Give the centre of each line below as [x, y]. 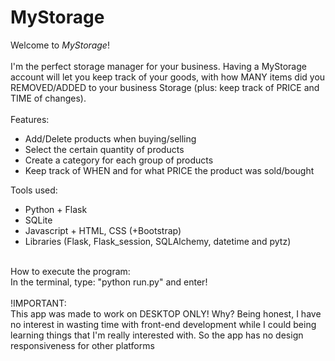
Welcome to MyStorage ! [60, 45]
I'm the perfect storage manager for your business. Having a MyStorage [158, 66]
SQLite [38, 220]
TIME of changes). [48, 98]
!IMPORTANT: [38, 303]
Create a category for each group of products [119, 160]
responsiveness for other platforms [82, 345]
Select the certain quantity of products [104, 149]
